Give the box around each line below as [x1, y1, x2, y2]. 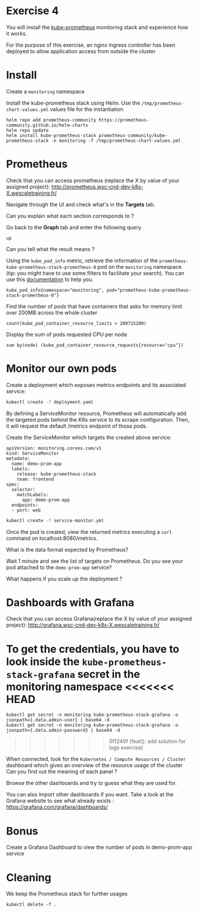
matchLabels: [17, 491, 49, 497]
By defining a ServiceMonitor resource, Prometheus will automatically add [6, 409, 187, 417]
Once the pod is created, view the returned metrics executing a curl [6, 528, 173, 535]
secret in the [77, 667, 141, 680]
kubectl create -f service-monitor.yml [6, 517, 105, 523]
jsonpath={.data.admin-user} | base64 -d [6, 717, 110, 723]
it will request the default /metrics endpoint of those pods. [6, 422, 148, 429]
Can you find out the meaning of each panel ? [6, 768, 118, 775]
